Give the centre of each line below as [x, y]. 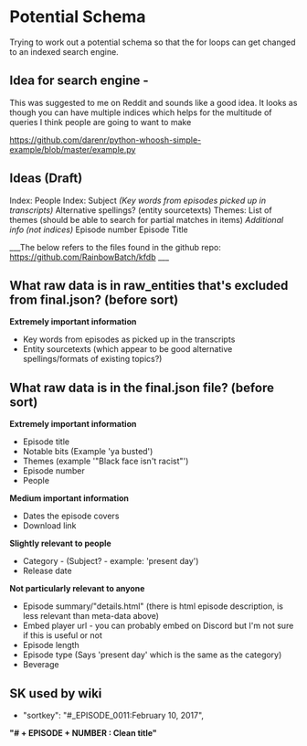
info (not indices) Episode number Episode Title [99, 229]
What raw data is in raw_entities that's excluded [149, 285]
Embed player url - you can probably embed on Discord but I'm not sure [158, 626]
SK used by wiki [56, 693]
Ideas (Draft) [46, 179]
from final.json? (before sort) [94, 299]
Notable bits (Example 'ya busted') [88, 452]
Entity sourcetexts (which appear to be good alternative [127, 349]
